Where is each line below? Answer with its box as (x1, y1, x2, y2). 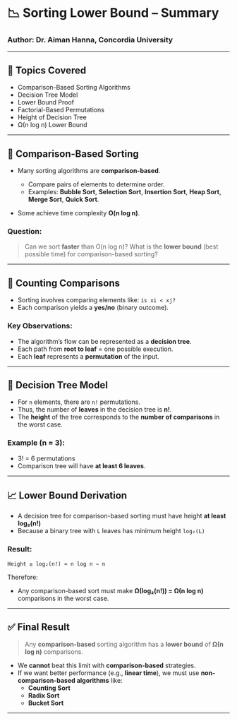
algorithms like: (76, 676, 123, 684)
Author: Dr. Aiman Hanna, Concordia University (7, 35, 174, 45)
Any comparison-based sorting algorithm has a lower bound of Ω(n (24, 640, 224, 648)
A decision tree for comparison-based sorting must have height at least (17, 512, 226, 520)
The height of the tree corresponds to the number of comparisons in (17, 413, 220, 422)
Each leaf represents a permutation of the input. (17, 352, 160, 360)
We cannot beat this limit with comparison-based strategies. (17, 661, 196, 669)
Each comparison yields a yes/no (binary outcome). (17, 304, 169, 312)
